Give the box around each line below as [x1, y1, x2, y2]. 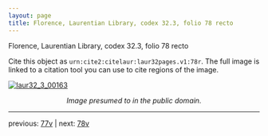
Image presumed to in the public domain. [66, 95, 202, 105]
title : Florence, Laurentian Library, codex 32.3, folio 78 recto [8, 19, 234, 27]
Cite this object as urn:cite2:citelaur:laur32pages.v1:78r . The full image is [8, 56, 260, 66]
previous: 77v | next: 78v [8, 119, 90, 128]
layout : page [8, 11, 52, 20]
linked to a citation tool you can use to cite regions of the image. [8, 64, 219, 74]
